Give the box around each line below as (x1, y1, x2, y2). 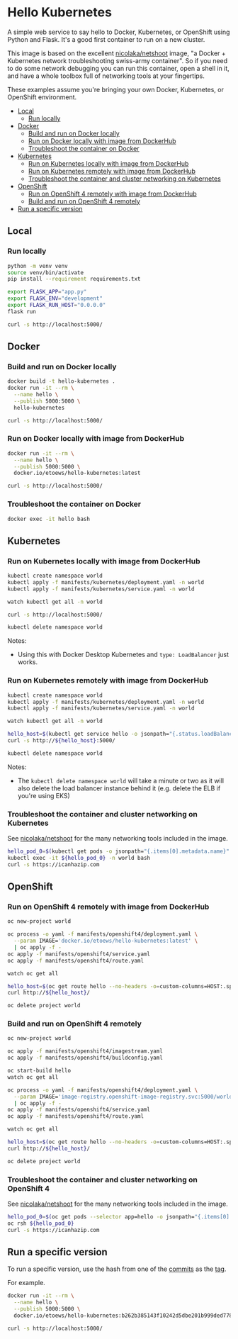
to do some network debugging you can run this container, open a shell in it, (7, 64, 230, 72)
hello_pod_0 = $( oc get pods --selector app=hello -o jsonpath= (7, 1213, 195, 1220)
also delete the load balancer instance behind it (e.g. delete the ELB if (17, 784, 221, 792)
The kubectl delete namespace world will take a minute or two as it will (17, 776, 225, 785)
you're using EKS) (17, 791, 71, 800)
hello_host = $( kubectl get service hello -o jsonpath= (7, 731, 170, 738)
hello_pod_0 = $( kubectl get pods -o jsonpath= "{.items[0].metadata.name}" (7, 848, 230, 855)
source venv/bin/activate (7, 269, 84, 276)
